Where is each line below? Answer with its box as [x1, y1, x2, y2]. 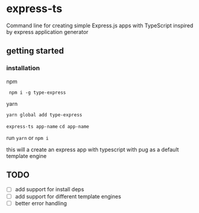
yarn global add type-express [6, 111, 83, 118]
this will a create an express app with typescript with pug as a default [6, 146, 180, 153]
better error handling [15, 199, 67, 207]
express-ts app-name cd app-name [6, 123, 90, 129]
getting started [6, 46, 64, 56]
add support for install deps [15, 186, 85, 193]
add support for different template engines [15, 192, 122, 200]
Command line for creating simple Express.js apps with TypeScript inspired [6, 22, 194, 29]
